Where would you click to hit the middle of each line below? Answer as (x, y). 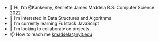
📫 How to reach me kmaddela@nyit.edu (51, 34)
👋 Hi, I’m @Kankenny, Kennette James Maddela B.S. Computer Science (82, 8)
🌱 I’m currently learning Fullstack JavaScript (54, 23)
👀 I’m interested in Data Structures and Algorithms (61, 18)
